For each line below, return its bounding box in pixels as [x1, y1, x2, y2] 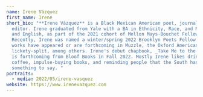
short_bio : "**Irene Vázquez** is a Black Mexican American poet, [6, 20, 177, 26]
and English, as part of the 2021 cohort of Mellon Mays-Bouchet [11, 31, 180, 37]
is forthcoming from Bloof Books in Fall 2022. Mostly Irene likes [11, 54, 185, 60]
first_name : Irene [6, 14, 53, 20]
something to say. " [11, 64, 63, 71]
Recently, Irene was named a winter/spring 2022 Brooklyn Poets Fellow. [11, 37, 199, 43]
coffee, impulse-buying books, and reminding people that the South [11, 59, 188, 65]
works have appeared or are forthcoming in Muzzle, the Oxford [11, 43, 174, 49]
